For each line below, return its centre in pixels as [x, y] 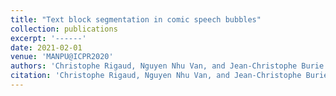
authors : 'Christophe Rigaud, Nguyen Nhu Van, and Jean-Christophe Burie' [169, 66]
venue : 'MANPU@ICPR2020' [62, 57]
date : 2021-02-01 [46, 47]
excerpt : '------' [48, 38]
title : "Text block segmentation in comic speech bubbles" [136, 19]
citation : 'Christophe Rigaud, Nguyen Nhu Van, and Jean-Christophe [156, 76]
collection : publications [64, 29]
